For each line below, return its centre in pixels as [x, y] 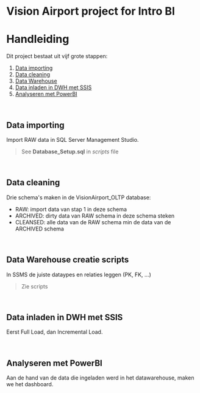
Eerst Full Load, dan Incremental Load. [55, 332]
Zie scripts [34, 286]
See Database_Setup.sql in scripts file [70, 152]
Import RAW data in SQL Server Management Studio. [73, 139]
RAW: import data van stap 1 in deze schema [71, 209]
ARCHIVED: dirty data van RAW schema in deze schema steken [95, 216]
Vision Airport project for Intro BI [91, 11]
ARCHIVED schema [39, 229]
